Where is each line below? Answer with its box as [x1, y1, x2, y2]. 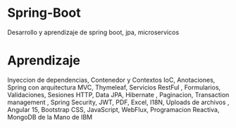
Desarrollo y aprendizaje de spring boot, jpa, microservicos [7, 28, 180, 36]
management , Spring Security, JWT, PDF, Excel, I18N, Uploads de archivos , [7, 98, 230, 106]
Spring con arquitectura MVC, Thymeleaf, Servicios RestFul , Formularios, [7, 83, 221, 92]
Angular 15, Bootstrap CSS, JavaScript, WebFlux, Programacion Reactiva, [7, 105, 220, 113]
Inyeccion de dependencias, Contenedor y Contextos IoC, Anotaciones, [7, 76, 216, 84]
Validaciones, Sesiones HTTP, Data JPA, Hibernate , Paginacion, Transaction [7, 90, 230, 99]
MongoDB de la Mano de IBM [7, 113, 93, 121]
